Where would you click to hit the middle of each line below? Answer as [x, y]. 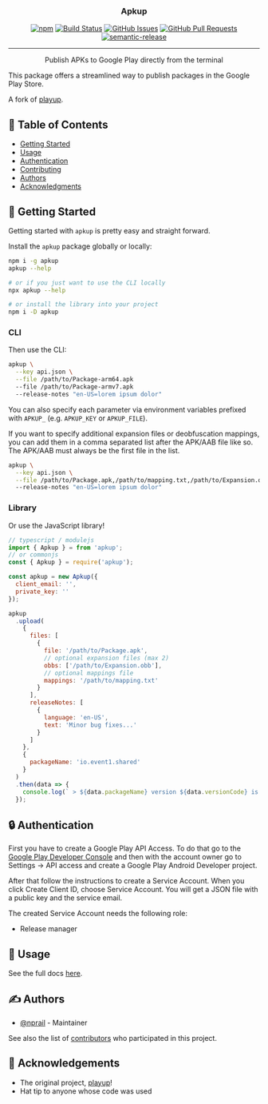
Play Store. [26, 84]
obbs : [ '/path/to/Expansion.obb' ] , [102, 665]
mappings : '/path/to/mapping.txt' [101, 680]
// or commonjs [33, 555]
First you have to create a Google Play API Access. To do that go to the [125, 848]
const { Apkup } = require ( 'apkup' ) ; [71, 562]
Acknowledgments [51, 186]
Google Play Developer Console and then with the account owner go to [125, 857]
